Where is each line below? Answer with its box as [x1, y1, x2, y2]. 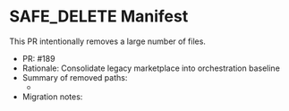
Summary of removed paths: [21, 72, 128, 82]
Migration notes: [21, 91, 83, 102]
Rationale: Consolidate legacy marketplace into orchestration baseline [21, 63, 280, 73]
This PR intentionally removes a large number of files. [9, 36, 206, 47]
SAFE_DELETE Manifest [9, 6, 189, 27]
